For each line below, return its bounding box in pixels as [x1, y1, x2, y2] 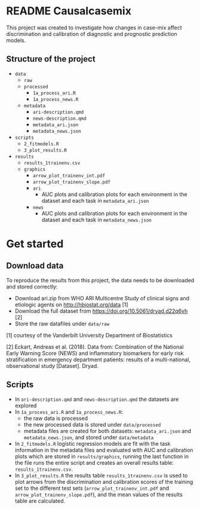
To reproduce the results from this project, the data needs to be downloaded [6, 276, 195, 284]
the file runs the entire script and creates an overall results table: [14, 459, 174, 466]
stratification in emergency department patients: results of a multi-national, [6, 356, 191, 363]
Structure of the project [6, 54, 96, 64]
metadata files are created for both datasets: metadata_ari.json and [23, 427, 191, 434]
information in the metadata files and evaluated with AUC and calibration [14, 446, 193, 453]
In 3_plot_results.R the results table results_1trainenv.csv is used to [14, 471, 188, 479]
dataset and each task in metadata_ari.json [41, 197, 149, 204]
